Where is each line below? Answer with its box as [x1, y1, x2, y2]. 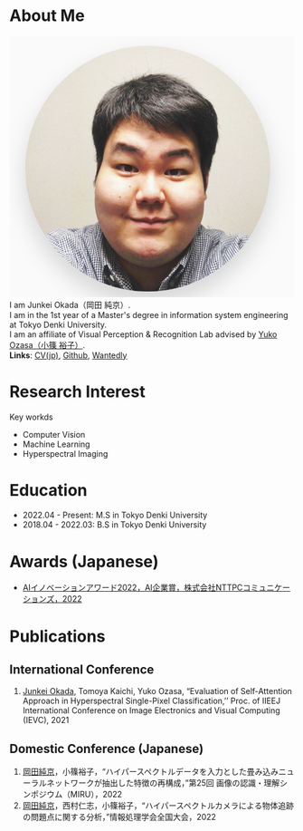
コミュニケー [242, 582, 291, 594]
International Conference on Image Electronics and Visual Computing [22, 705, 280, 716]
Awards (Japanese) [9, 551, 159, 572]
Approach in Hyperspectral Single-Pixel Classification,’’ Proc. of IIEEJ [22, 695, 281, 707]
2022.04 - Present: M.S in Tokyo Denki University [22, 509, 208, 521]
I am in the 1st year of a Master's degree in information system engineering [9, 309, 289, 320]
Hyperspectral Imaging [22, 448, 109, 459]
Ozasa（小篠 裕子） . [9, 339, 86, 350]
